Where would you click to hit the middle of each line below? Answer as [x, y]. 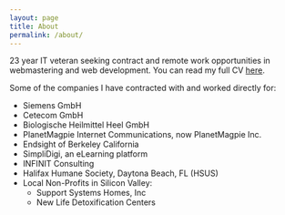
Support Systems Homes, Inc [91, 193]
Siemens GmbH [52, 106]
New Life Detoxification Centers [96, 202]
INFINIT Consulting [58, 164]
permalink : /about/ [46, 35]
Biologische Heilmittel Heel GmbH [86, 125]
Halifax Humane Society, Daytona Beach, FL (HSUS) [120, 173]
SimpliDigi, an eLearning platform [85, 154]
